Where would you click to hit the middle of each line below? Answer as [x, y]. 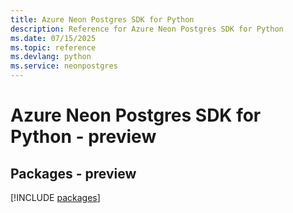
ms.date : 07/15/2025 [53, 38]
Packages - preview [73, 173]
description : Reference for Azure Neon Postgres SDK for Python [147, 29]
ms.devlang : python [51, 57]
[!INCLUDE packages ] [55, 197]
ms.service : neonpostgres [64, 66]
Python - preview [83, 137]
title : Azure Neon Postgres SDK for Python [102, 19]
